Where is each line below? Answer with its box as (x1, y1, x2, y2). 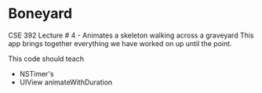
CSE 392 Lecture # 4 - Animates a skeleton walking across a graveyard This (8, 30, 254, 40)
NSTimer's (19, 69, 54, 78)
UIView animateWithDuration (19, 77, 113, 87)
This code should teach (8, 54, 85, 63)
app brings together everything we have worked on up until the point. (8, 38, 233, 48)
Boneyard (8, 5, 73, 23)
